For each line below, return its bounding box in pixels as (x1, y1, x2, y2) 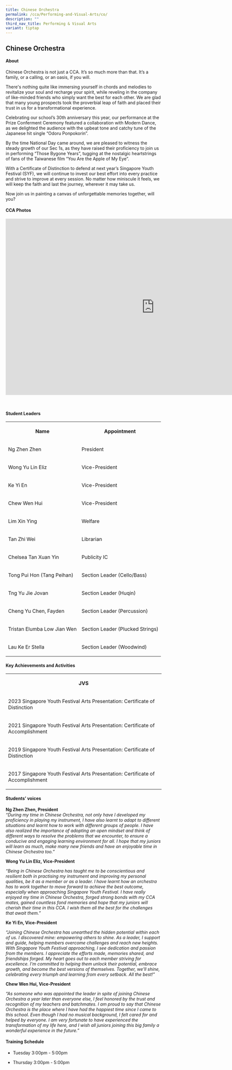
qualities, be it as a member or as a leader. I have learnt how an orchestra (5, 878, 157, 884)
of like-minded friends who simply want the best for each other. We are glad (5, 94, 161, 100)
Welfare (81, 518, 100, 525)
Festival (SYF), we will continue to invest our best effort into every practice (5, 171, 158, 177)
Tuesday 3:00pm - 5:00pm (12, 1050, 68, 1056)
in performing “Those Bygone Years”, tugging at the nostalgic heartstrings (5, 150, 157, 156)
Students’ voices (5, 795, 42, 801)
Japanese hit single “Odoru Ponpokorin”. (5, 130, 89, 136)
